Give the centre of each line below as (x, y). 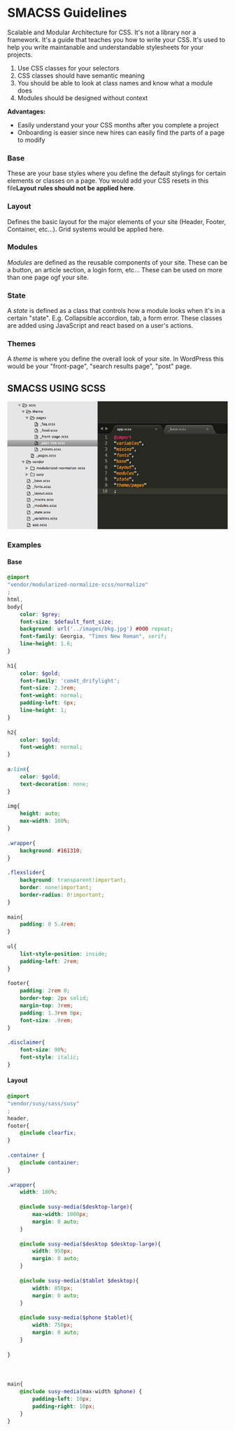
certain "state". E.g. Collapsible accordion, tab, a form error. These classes (115, 318)
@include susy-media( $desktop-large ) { (76, 1207)
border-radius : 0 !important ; (62, 895)
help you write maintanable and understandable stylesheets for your (106, 47)
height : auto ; (40, 814)
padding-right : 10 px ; (64, 1406)
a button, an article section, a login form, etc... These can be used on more (115, 270)
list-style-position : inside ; (64, 954)
